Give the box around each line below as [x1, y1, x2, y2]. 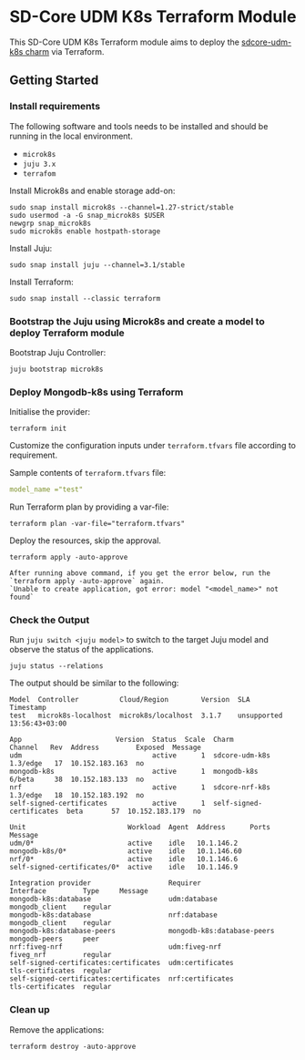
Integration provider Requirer [9, 879, 202, 888]
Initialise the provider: [9, 407, 91, 417]
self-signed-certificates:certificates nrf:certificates [9, 974, 234, 983]
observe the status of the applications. [9, 644, 155, 655]
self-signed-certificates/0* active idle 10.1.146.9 [9, 863, 239, 872]
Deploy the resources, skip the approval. [9, 535, 162, 546]
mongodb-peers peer [9, 934, 100, 944]
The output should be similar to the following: [9, 677, 179, 689]
